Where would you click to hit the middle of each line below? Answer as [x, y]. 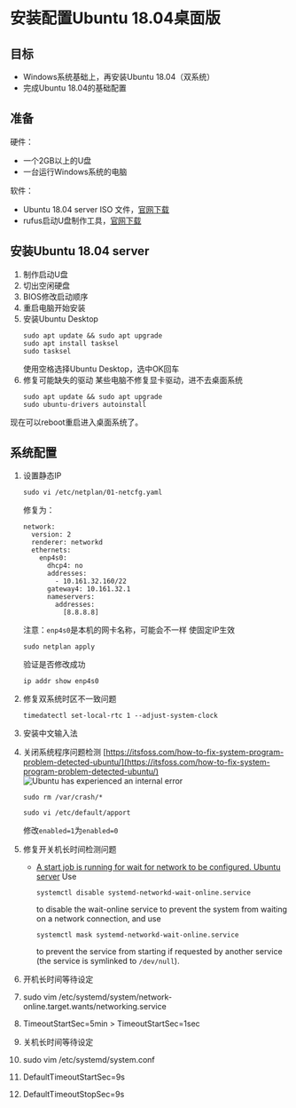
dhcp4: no [65, 566]
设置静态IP [42, 475]
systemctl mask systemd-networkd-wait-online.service [137, 935]
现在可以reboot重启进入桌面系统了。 [77, 422]
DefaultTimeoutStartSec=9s [74, 1077]
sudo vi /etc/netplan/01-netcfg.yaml [93, 493]
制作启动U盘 [46, 274]
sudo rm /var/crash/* [62, 797]
